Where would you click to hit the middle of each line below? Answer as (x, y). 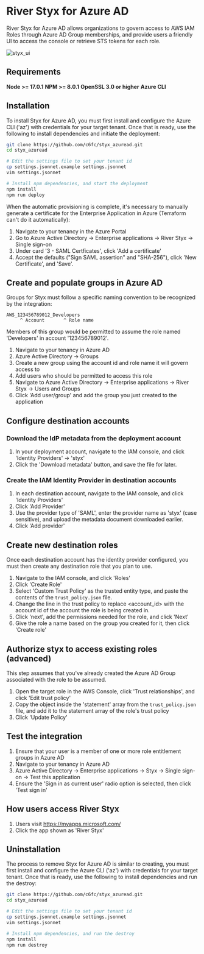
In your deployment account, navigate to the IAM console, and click (100, 451)
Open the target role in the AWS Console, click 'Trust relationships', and (105, 691)
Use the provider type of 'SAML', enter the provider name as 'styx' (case (106, 513)
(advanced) (29, 658)
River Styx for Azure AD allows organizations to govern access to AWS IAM (100, 28)
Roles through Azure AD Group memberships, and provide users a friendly (100, 34)
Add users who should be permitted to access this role (84, 376)
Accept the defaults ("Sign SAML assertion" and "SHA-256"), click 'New (106, 257)
